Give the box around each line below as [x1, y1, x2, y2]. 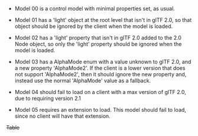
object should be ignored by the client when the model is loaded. [14, 23, 173, 30]
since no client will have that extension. [14, 112, 111, 119]
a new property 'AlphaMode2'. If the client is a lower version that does [14, 64, 186, 72]
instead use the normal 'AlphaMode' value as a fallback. [14, 77, 151, 84]
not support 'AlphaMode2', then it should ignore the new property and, [14, 71, 187, 77]
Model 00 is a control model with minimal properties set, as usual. [14, 5, 176, 12]
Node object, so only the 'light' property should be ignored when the [14, 41, 182, 47]
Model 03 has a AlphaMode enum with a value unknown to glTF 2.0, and [14, 59, 191, 65]
